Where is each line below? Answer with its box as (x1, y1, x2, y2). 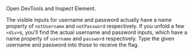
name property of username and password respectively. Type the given (6, 35, 175, 42)
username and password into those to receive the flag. (6, 41, 139, 48)
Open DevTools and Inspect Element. (6, 5, 96, 12)
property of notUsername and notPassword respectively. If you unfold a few (6, 23, 185, 29)
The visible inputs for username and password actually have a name (6, 16, 172, 23)
